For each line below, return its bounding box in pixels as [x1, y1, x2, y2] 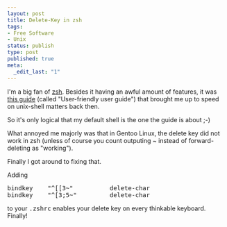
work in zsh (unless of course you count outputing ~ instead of [7, 136, 187, 144]
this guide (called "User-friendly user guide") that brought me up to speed [7, 94, 219, 103]
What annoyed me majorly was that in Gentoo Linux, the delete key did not [7, 129, 220, 137]
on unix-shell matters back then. [7, 102, 100, 110]
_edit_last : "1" [13, 68, 60, 75]
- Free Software [7, 29, 54, 37]
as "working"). [32, 144, 74, 152]
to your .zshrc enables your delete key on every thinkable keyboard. [7, 204, 206, 212]
